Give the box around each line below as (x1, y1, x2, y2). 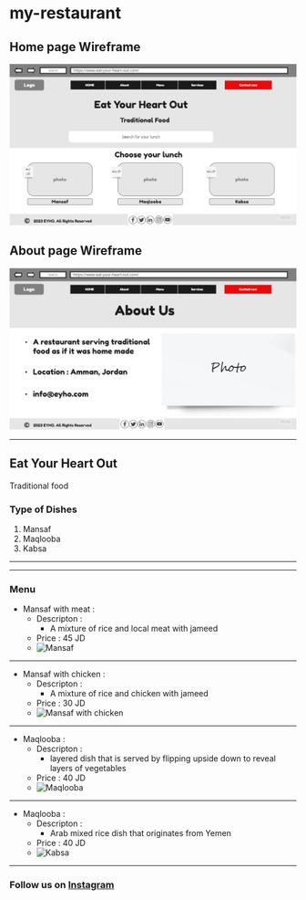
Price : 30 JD (36, 697, 86, 709)
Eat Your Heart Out (9, 455, 118, 472)
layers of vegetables (49, 763, 127, 774)
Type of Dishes (9, 503, 77, 516)
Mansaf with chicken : (22, 669, 107, 680)
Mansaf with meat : (22, 603, 96, 614)
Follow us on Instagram (9, 879, 115, 892)
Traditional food (9, 480, 69, 491)
